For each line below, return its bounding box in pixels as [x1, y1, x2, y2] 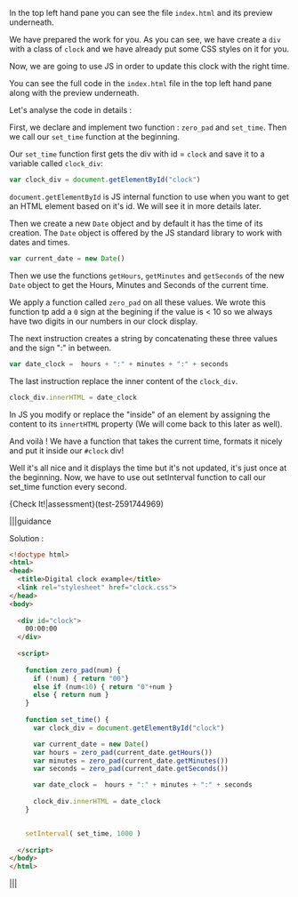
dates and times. [9, 236, 70, 247]
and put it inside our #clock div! [9, 444, 125, 456]
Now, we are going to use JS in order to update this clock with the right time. [9, 61, 290, 71]
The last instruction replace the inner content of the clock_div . [9, 375, 238, 386]
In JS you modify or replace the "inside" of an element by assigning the [9, 409, 271, 420]
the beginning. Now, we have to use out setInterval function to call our [9, 471, 267, 483]
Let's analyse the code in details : [9, 105, 133, 115]
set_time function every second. [9, 481, 127, 492]
